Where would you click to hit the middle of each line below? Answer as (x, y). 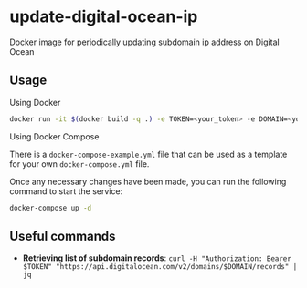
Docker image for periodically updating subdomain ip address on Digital (145, 42)
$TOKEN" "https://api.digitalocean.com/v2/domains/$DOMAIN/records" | (160, 267)
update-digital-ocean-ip (104, 17)
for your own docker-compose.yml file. (79, 164)
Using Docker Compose (54, 136)
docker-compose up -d (51, 208)
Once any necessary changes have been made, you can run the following (148, 181)
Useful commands (63, 236)
